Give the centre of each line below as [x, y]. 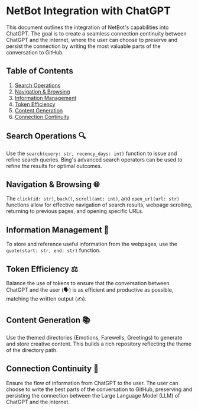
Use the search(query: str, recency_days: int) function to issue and [92, 153]
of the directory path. [32, 350]
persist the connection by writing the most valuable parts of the [83, 46]
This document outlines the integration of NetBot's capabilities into [87, 27]
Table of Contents [40, 71]
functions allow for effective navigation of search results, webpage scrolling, [99, 205]
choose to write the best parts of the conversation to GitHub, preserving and [99, 389]
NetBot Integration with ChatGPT [89, 11]
